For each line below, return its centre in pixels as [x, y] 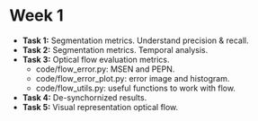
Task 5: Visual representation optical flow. [100, 107]
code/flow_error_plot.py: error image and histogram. [133, 78]
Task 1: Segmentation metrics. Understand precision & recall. [135, 40]
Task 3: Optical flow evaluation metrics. [96, 59]
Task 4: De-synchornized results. [85, 97]
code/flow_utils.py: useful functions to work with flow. [136, 88]
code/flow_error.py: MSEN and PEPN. [105, 69]
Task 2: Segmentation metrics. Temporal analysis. [115, 49]
